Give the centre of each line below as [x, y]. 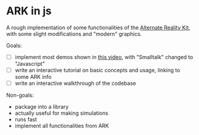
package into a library [42, 107]
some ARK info [33, 77]
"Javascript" [30, 64]
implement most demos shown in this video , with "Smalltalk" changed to [104, 57]
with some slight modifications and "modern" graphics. [74, 33]
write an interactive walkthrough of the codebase [75, 83]
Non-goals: [20, 95]
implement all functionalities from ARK [62, 126]
